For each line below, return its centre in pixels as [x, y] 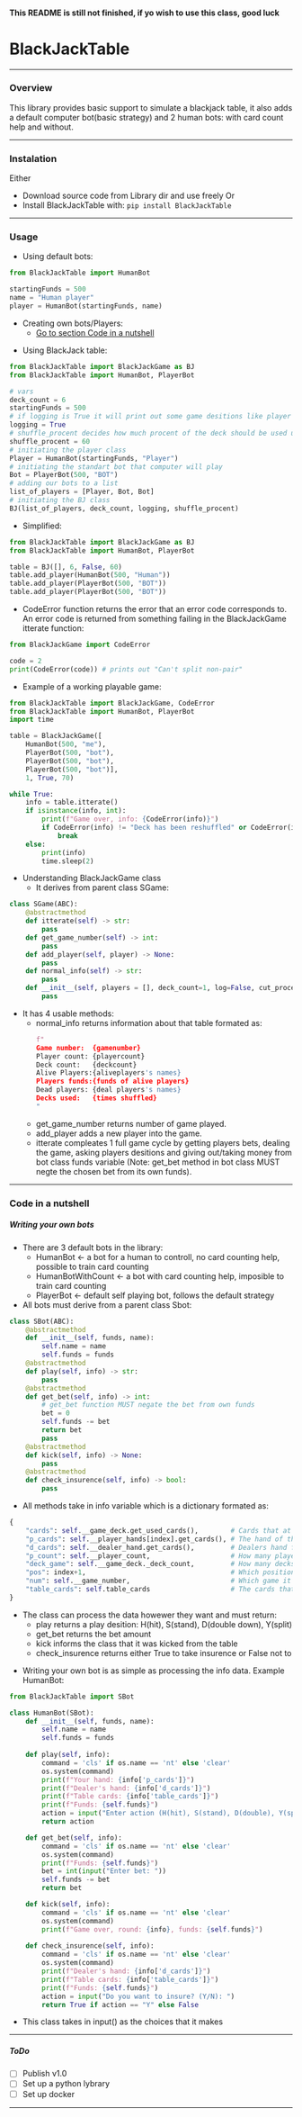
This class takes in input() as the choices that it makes [122, 2022]
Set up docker [48, 2094]
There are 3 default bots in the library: [93, 1248]
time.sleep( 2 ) [68, 861]
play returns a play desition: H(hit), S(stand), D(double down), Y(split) [164, 1624]
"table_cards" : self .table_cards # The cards [151, 1590]
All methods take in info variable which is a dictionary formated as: [146, 1506]
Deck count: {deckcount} [86, 1065]
